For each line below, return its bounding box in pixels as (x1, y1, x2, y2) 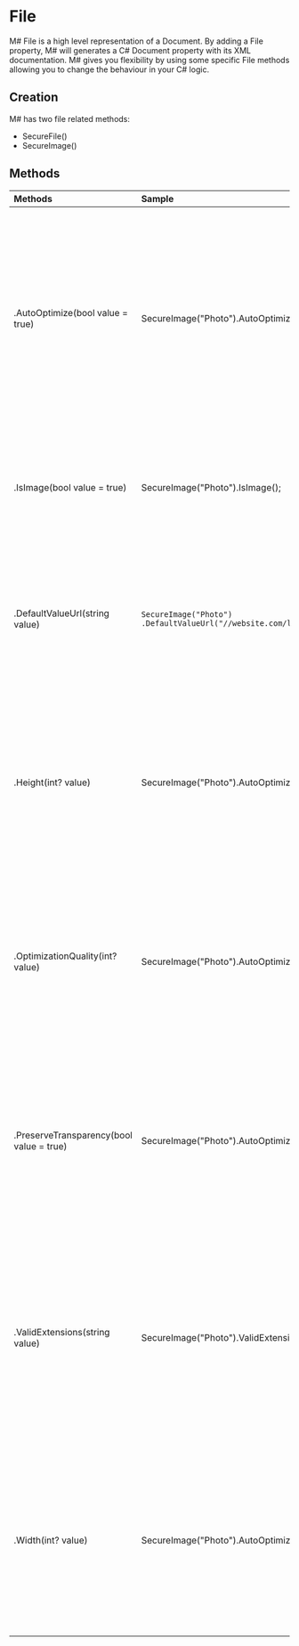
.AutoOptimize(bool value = (13, 306, 129, 319)
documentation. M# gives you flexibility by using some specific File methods (9, 54, 290, 65)
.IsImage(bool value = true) (13, 481, 127, 493)
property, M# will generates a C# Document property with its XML (9, 45, 252, 55)
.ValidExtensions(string (13, 1326, 110, 1338)
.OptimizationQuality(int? (13, 950, 117, 962)
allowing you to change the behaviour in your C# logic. (9, 64, 210, 75)
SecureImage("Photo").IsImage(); (141, 481, 282, 493)
